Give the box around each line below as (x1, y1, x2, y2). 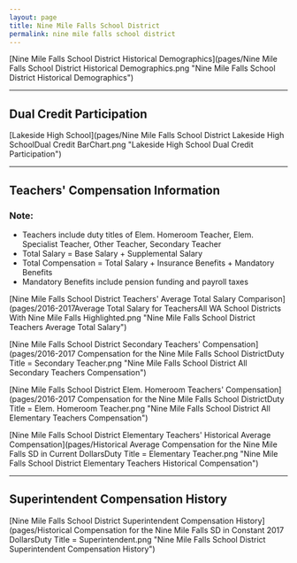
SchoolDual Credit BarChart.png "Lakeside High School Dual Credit (9, 139, 254, 150)
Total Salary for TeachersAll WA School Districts (106, 303, 281, 313)
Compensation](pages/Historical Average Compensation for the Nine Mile (9, 439, 278, 450)
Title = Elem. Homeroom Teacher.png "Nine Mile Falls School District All (9, 403, 271, 413)
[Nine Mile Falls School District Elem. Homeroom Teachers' (9, 384, 224, 395)
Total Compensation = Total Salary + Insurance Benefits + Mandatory (21, 258, 275, 268)
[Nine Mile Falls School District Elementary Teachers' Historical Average (9, 429, 271, 440)
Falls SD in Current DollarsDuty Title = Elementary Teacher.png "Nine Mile (9, 448, 278, 459)
